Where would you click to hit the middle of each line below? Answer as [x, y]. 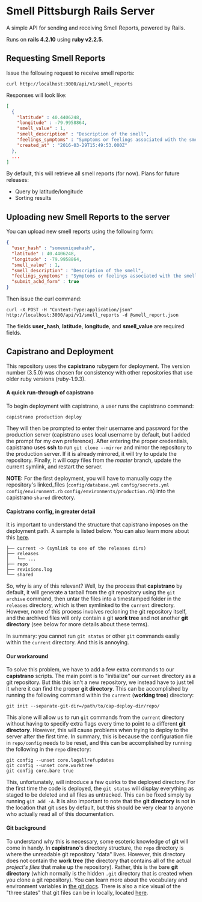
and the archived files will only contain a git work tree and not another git [97, 618]
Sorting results [33, 198]
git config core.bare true [40, 771]
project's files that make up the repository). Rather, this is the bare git [92, 867]
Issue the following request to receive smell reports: [71, 73]
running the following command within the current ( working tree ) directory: [100, 695]
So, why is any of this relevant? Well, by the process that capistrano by [94, 586]
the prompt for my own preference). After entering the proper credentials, [97, 441]
